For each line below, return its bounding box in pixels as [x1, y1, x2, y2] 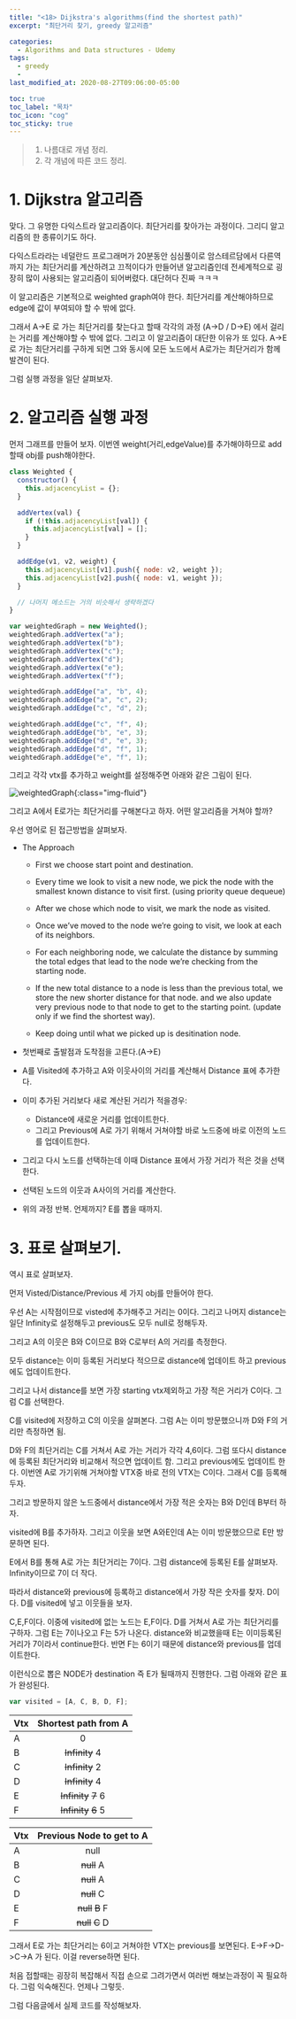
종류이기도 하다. [42, 232, 97, 243]
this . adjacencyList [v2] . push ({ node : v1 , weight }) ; [25, 573, 224, 583]
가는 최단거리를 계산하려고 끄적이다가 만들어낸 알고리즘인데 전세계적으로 [25, 262, 274, 273]
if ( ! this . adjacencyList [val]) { [25, 516, 148, 525]
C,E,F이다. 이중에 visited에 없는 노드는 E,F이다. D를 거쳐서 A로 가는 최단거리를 [9, 1617, 280, 1628]
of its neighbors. [34, 930, 95, 940]
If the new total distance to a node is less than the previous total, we [34, 983, 284, 994]
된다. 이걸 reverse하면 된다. [43, 1952, 140, 1962]
